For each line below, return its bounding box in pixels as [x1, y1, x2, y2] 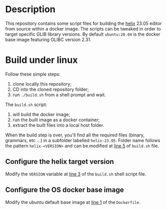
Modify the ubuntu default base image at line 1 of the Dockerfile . [5, 199, 141, 205]
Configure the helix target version [5, 157, 114, 166]
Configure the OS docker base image [5, 186, 124, 194]
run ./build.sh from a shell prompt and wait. [12, 91, 106, 97]
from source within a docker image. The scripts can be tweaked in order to [5, 25, 161, 31]
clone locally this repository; [12, 81, 72, 87]
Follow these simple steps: [5, 71, 61, 77]
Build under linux [5, 54, 78, 66]
